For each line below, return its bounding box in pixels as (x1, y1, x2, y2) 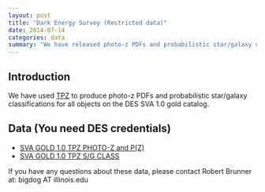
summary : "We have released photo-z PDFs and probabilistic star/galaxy (8, 41, 252, 49)
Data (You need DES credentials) (8, 122, 171, 135)
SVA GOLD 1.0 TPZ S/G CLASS (19, 151, 120, 161)
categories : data (8, 33, 65, 42)
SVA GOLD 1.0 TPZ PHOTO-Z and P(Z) (19, 142, 144, 152)
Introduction (8, 70, 71, 83)
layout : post (8, 11, 51, 20)
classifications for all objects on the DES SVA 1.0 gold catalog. (8, 99, 210, 109)
